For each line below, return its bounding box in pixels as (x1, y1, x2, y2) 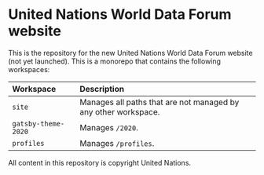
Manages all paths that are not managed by (79, 97, 240, 108)
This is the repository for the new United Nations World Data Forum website (8, 48, 253, 57)
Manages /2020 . (79, 122, 139, 133)
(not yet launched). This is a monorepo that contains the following (8, 57, 222, 66)
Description (79, 83, 124, 94)
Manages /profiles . (79, 137, 155, 148)
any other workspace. (79, 106, 160, 117)
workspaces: (8, 64, 50, 74)
